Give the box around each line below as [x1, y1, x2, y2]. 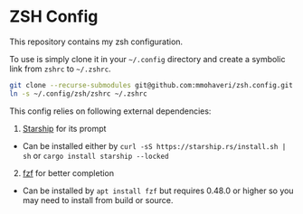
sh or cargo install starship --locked [22, 150, 169, 161]
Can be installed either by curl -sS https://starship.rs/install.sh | [22, 140, 287, 151]
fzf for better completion [22, 167, 115, 178]
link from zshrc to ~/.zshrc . [9, 63, 111, 74]
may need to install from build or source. [22, 194, 174, 205]
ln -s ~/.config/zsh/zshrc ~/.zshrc [9, 88, 147, 98]
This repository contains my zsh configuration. [9, 36, 184, 47]
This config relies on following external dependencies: [9, 106, 212, 116]
